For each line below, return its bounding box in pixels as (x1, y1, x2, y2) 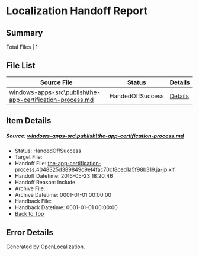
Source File (40, 78, 73, 87)
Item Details (6, 116, 52, 126)
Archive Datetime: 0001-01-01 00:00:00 (14, 191, 111, 199)
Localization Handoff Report (6, 4, 148, 18)
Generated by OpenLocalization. (6, 243, 85, 250)
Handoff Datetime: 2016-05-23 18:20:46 (14, 172, 113, 180)
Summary (6, 28, 43, 38)
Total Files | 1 (6, 43, 38, 50)
